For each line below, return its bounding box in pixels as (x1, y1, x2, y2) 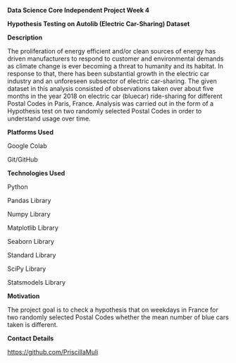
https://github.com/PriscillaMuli (7, 348, 99, 356)
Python (7, 183, 28, 191)
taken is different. (7, 321, 58, 328)
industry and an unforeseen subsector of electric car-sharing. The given (7, 77, 217, 85)
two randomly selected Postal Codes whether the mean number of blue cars (7, 313, 229, 321)
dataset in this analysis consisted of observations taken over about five (7, 85, 214, 92)
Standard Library (7, 251, 56, 259)
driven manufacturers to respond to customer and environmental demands (7, 54, 224, 63)
